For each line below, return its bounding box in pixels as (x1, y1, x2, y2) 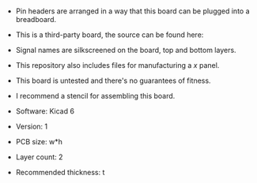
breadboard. (15, 15, 57, 24)
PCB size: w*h (15, 137, 63, 147)
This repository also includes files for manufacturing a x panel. (15, 61, 220, 70)
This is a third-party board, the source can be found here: (15, 30, 204, 39)
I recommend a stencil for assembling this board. (15, 91, 176, 101)
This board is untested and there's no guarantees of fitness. (15, 76, 211, 85)
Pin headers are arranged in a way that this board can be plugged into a (15, 6, 251, 16)
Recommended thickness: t (15, 168, 105, 177)
